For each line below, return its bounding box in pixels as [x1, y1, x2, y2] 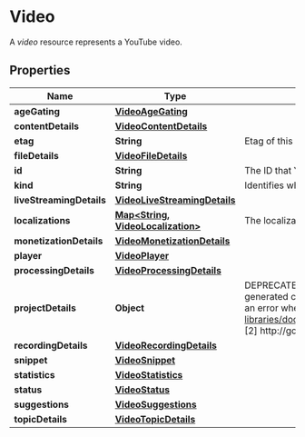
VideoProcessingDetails [114, 263, 222, 276]
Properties [9, 63, 71, 78]
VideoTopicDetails [114, 412, 196, 425]
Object [114, 302, 145, 314]
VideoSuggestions [114, 398, 197, 411]
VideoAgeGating [114, 104, 188, 117]
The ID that [244, 164, 292, 176]
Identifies [244, 179, 284, 192]
